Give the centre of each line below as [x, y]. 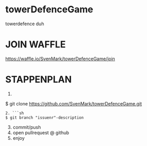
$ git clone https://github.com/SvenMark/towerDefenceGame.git [74, 103]
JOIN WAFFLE [35, 44]
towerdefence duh [25, 24]
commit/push [27, 127]
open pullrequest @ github [41, 133]
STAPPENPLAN [39, 79]
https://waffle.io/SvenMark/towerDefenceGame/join [60, 59]
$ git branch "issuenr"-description [44, 117]
